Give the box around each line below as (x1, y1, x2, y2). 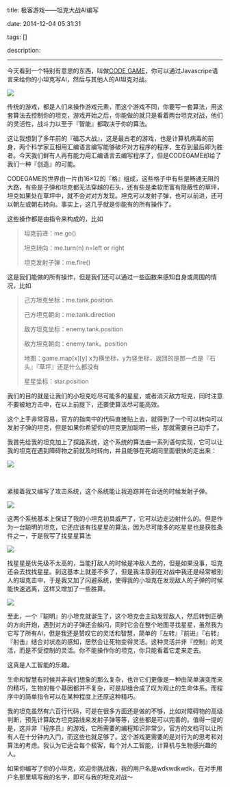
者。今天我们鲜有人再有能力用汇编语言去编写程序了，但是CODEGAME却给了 (7, 151, 222, 159)
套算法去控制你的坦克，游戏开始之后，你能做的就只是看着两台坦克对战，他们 (7, 112, 223, 119)
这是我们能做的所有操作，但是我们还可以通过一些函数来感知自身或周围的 (7, 273, 211, 281)
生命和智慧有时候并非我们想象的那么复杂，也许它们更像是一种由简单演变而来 (7, 675, 223, 683)
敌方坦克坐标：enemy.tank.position (23, 325, 123, 333)
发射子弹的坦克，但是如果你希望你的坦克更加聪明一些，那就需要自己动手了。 (7, 424, 223, 431)
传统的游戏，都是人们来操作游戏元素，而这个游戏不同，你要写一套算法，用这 (7, 103, 223, 111)
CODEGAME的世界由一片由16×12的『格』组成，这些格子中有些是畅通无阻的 (7, 175, 220, 183)
